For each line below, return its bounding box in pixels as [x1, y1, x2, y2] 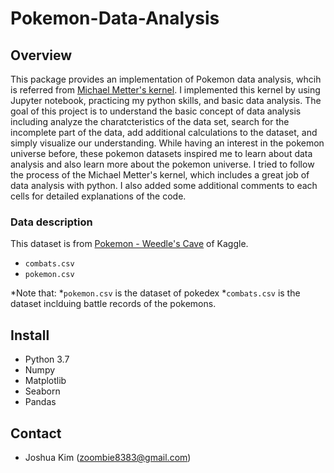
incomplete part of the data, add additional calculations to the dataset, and [10, 127, 318, 138]
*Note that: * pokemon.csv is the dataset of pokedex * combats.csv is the [10, 287, 301, 299]
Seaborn [24, 385, 61, 397]
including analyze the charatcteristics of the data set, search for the [10, 116, 290, 127]
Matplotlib [24, 375, 67, 387]
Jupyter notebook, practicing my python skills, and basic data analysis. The [10, 95, 322, 106]
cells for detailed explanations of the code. [10, 190, 187, 202]
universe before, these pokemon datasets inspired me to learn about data [10, 148, 313, 159]
